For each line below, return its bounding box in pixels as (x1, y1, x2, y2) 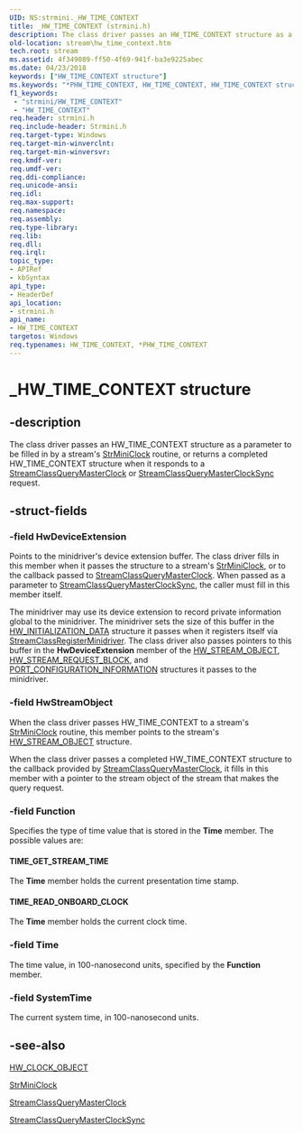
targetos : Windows (9, 332, 78, 341)
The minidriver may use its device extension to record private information (9, 606, 282, 618)
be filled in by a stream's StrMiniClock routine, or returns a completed (9, 448, 269, 459)
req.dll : (9, 240, 42, 249)
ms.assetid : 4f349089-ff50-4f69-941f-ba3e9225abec (9, 55, 204, 64)
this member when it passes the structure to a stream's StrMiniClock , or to (9, 560, 286, 571)
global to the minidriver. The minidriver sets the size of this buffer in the (9, 616, 275, 627)
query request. (9, 782, 65, 793)
